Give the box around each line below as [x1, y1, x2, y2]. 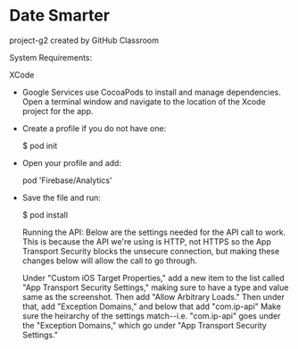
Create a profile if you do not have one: [21, 122, 167, 134]
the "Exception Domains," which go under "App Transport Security [21, 320, 268, 330]
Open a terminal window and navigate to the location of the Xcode [21, 96, 266, 107]
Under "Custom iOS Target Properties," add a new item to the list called [21, 272, 285, 283]
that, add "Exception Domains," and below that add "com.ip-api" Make [21, 301, 281, 312]
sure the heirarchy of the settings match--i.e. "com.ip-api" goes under [21, 310, 281, 321]
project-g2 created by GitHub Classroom [9, 35, 159, 46]
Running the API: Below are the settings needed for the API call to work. [21, 227, 286, 237]
